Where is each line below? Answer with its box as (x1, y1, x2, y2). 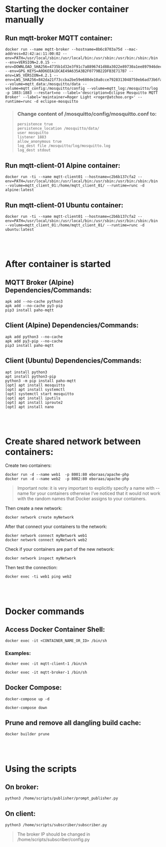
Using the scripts (5, 763, 77, 775)
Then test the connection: (5, 565, 58, 571)
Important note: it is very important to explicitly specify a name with (17, 485, 155, 491)
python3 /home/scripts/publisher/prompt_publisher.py (5, 796, 119, 801)
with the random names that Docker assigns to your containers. (17, 496, 147, 502)
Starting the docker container (5, 3, 129, 15)
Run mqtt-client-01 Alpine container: (5, 161, 121, 170)
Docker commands (5, 605, 84, 617)
